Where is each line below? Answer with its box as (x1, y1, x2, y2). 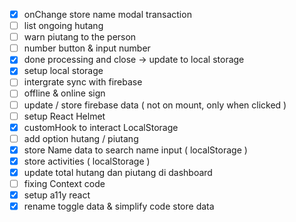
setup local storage (23, 65, 104, 77)
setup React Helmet (23, 110, 106, 122)
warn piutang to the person (23, 31, 137, 43)
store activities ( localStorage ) (23, 155, 151, 167)
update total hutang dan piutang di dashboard (23, 166, 213, 178)
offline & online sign (23, 87, 106, 99)
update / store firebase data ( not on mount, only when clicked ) (23, 99, 287, 111)
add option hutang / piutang (23, 132, 139, 144)
